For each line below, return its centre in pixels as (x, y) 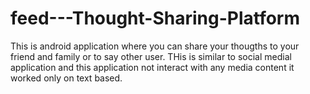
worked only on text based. (66, 78)
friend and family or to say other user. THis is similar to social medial (151, 56)
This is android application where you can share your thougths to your (155, 46)
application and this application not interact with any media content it (152, 67)
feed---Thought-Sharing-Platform (155, 18)
